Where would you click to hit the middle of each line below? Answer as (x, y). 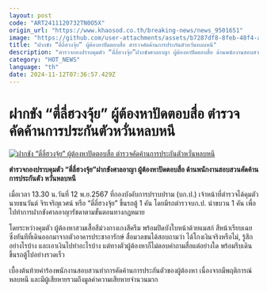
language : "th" (34, 67)
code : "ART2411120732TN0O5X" (57, 23)
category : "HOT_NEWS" (45, 60)
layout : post (31, 15)
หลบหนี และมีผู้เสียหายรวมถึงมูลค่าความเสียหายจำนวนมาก (84, 279)
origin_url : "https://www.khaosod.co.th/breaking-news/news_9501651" (126, 30)
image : (20, 38)
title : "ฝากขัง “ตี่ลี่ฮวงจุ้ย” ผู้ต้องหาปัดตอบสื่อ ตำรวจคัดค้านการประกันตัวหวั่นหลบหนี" (113, 45)
